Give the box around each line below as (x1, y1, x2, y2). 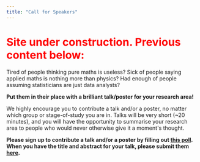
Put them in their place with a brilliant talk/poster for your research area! (6, 93, 194, 100)
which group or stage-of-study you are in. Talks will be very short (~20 (6, 111, 185, 119)
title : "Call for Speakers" (6, 9, 78, 15)
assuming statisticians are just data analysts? (6, 81, 120, 88)
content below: (6, 48, 84, 62)
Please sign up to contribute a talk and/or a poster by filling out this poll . (6, 136, 193, 143)
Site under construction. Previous (6, 35, 182, 49)
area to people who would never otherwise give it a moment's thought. (6, 124, 185, 132)
